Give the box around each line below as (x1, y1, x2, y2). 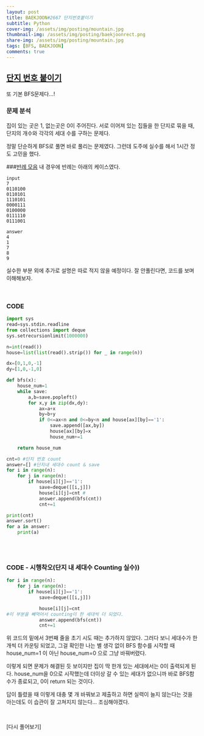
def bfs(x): (6, 377, 37, 383)
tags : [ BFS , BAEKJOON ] (6, 43, 64, 49)
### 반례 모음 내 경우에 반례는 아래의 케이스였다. (6, 163, 121, 170)
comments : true (6, 49, 45, 55)
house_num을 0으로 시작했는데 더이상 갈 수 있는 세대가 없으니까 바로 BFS (14, 670, 190, 677)
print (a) (17, 529, 40, 536)
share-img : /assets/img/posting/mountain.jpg (6, 37, 124, 43)
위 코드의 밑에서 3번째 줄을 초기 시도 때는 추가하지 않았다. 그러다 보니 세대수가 (6, 634, 191, 641)
